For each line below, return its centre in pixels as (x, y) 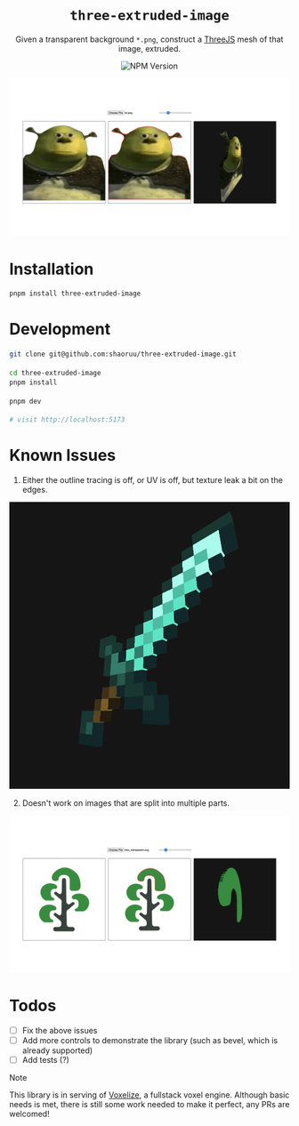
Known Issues (63, 456)
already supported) (57, 1050)
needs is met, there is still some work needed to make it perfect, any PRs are (149, 1105)
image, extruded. (149, 48)
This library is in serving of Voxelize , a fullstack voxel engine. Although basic (149, 1095)
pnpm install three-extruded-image (75, 294)
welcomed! (30, 1114)
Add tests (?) (45, 1060)
